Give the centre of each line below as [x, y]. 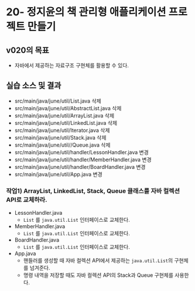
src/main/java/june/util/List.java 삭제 [58, 101]
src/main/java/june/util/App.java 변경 [58, 174]
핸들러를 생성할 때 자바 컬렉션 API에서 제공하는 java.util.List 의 [98, 260]
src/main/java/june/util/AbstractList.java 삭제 [68, 108]
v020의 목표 [28, 50]
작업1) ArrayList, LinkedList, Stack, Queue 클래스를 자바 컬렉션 [93, 191]
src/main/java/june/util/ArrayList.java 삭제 [64, 116]
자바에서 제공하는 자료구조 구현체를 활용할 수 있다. [71, 65]
